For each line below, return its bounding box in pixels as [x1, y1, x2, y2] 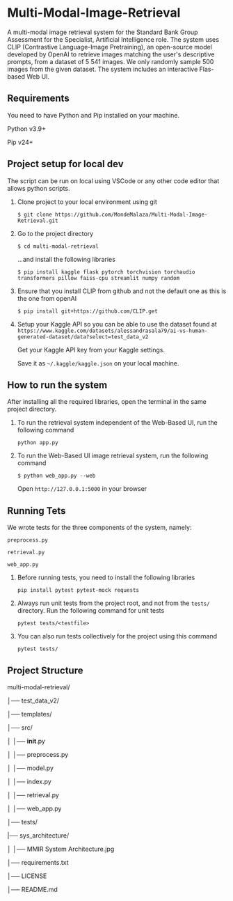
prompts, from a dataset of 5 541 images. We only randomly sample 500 [7, 57, 214, 65]
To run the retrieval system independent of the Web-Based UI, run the [17, 418, 218, 427]
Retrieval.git [17, 217, 58, 224]
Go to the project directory [17, 229, 94, 237]
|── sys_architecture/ [7, 831, 70, 840]
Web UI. [26, 72, 50, 81]
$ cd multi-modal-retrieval [17, 242, 99, 250]
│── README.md [7, 886, 58, 893]
